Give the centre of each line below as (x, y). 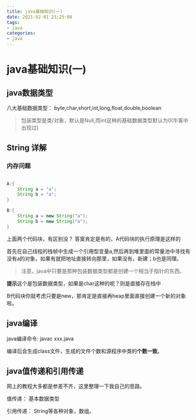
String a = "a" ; (37, 189)
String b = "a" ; (37, 194)
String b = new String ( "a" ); (53, 221)
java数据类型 (30, 93)
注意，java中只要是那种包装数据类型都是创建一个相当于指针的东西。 (103, 271)
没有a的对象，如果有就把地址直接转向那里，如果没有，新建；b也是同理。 (94, 259)
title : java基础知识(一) (35, 11)
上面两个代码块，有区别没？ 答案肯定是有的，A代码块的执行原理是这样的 (94, 239)
